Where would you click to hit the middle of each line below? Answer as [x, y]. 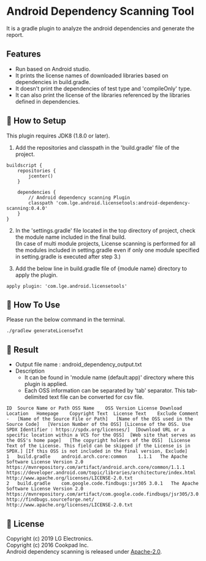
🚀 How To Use [33, 305]
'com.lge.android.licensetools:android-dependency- [123, 203]
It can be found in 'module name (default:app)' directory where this [109, 377]
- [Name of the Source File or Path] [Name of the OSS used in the [100, 419]
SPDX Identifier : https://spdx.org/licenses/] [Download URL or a [96, 430]
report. [15, 34]
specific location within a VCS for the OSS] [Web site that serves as [101, 435]
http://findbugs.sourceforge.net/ [51, 500]
